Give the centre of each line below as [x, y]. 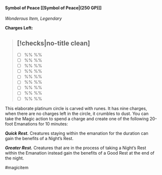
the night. [15, 158]
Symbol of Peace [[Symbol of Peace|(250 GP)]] [53, 8]
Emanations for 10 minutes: [41, 124]
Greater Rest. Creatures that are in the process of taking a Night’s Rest [76, 148]
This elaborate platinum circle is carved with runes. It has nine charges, [76, 108]
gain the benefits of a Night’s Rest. [39, 138]
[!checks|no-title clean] [53, 43]
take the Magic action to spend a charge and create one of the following [77, 119]
